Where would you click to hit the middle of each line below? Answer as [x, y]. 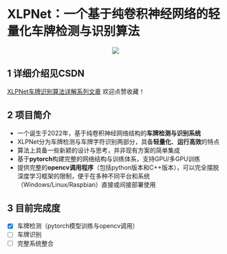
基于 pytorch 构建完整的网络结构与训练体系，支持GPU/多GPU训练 [109, 159]
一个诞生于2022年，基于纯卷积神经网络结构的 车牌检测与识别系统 [109, 133]
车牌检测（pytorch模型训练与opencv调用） [78, 226]
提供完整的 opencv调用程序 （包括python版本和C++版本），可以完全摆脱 [118, 167]
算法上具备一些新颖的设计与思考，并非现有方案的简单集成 [98, 150]
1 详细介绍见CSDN [46, 74]
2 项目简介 [29, 115]
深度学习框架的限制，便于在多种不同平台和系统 [83, 176]
